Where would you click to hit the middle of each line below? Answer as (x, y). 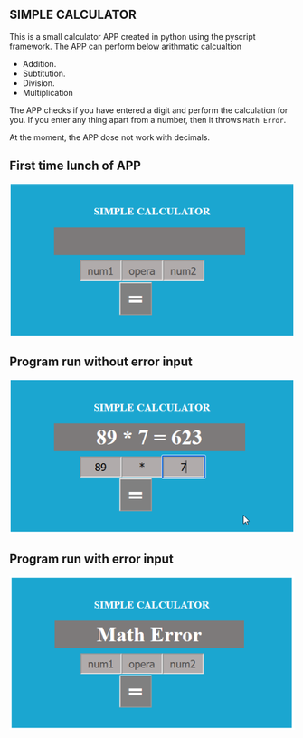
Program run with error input (91, 558)
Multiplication (48, 92)
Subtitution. (44, 73)
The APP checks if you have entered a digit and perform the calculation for (149, 110)
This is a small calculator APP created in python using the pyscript (133, 36)
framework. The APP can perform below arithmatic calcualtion (126, 46)
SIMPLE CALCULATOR (73, 15)
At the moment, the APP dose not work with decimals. (110, 137)
